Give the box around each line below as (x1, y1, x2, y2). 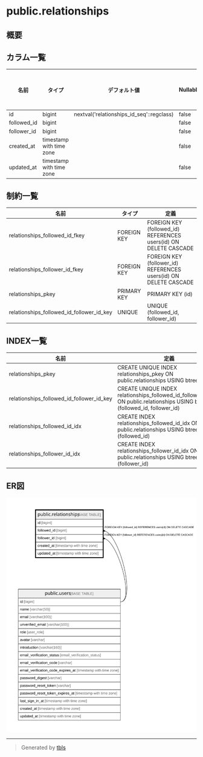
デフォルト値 (108, 86, 140, 93)
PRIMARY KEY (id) (147, 291, 193, 298)
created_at (8, 142, 36, 150)
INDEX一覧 (6, 336, 47, 346)
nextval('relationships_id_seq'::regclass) (74, 111, 174, 118)
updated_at (8, 164, 37, 171)
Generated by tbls (21, 744, 66, 752)
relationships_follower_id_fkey (8, 266, 83, 273)
